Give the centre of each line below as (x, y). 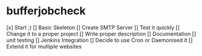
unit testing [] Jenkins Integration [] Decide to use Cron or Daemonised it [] (99, 40)
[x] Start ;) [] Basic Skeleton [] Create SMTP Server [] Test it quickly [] (93, 27)
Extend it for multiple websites (44, 46)
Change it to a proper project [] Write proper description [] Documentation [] (101, 33)
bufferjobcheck (46, 11)
